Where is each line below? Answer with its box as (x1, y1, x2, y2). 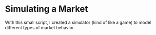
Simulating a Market (5, 3, 88, 15)
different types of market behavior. (5, 24, 75, 30)
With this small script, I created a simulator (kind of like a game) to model (5, 19, 152, 25)
